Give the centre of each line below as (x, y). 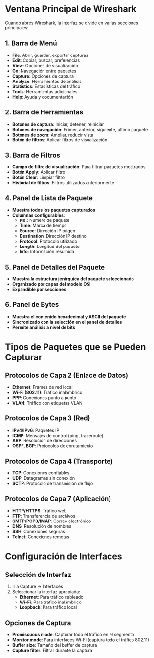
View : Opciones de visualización (45, 65)
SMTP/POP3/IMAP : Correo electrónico (52, 521)
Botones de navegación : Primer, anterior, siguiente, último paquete (80, 129)
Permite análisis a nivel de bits (44, 327)
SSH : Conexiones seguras (38, 532)
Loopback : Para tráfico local (48, 607)
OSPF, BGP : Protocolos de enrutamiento (53, 446)
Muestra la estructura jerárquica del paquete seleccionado (73, 279)
